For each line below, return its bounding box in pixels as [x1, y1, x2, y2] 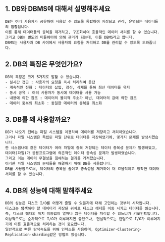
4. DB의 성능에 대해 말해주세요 [5, 186, 93, 194]
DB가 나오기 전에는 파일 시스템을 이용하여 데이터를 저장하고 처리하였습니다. [5, 130, 138, 135]
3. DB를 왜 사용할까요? [5, 115, 71, 124]
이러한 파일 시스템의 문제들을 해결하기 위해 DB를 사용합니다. [5, 161, 112, 166]
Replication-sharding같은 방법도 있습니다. [5, 232, 87, 238]
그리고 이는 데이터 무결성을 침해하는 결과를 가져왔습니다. [5, 156, 106, 161]
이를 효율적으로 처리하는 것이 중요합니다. [14, 222, 87, 227]
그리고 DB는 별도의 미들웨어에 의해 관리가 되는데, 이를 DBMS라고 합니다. [5, 35, 135, 40]
